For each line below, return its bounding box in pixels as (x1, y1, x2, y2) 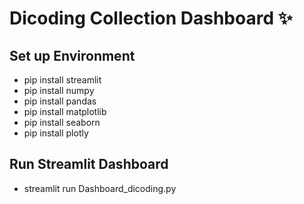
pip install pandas (23, 95, 97, 107)
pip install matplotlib (23, 106, 107, 117)
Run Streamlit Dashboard (9, 156, 169, 173)
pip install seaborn (23, 117, 101, 128)
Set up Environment (9, 47, 136, 64)
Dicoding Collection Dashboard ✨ (9, 7, 293, 30)
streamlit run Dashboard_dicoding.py (23, 182, 177, 194)
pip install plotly (23, 127, 89, 139)
